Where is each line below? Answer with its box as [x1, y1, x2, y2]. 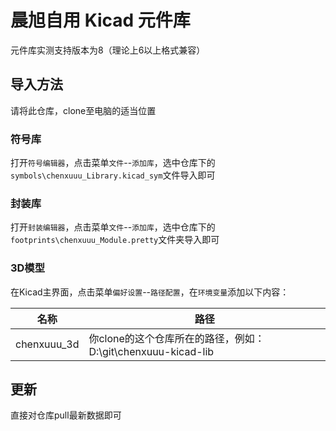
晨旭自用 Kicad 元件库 [10, 9, 191, 32]
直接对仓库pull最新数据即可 [10, 409, 122, 421]
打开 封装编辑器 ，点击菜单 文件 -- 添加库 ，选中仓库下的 [10, 221, 216, 233]
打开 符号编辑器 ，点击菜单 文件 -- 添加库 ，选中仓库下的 [10, 157, 216, 169]
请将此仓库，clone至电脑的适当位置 [10, 104, 157, 116]
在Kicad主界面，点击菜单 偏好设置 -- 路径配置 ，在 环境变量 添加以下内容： [10, 286, 290, 298]
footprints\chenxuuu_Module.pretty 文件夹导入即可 [10, 234, 220, 246]
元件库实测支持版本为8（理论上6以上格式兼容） [10, 44, 206, 56]
